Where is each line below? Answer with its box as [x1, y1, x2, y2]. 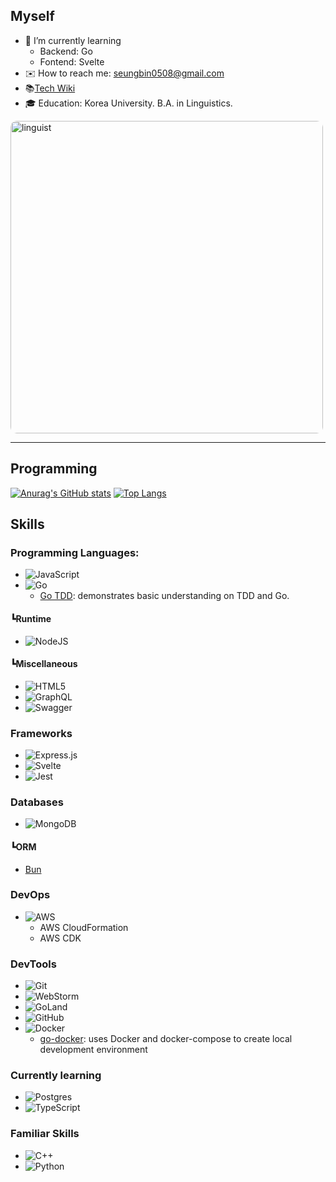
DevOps [10, 888, 51, 902]
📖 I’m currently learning [24, 34, 122, 46]
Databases [10, 795, 64, 809]
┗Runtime [10, 612, 52, 624]
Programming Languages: [10, 545, 140, 559]
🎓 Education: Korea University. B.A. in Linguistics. [24, 97, 233, 109]
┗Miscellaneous [10, 658, 78, 670]
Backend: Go [39, 45, 93, 57]
